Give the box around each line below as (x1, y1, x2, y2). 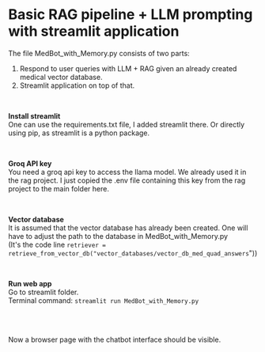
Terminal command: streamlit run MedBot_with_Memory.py (8, 295, 199, 305)
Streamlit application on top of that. (19, 81, 135, 90)
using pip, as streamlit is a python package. (8, 128, 150, 138)
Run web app (8, 278, 52, 288)
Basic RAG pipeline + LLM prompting (8, 6, 253, 24)
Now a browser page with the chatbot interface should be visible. (8, 335, 221, 344)
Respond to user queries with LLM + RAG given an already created (19, 63, 237, 73)
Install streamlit (8, 111, 61, 120)
